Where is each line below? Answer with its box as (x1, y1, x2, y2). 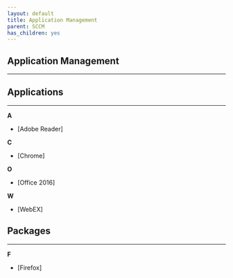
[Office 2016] (17, 178, 55, 187)
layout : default (7, 10, 54, 17)
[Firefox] (17, 263, 42, 272)
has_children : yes (7, 29, 60, 37)
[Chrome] (17, 151, 45, 160)
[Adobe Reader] (17, 124, 64, 133)
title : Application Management (7, 17, 98, 24)
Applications (7, 86, 64, 98)
